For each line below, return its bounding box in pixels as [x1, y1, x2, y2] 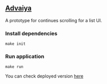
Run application [5, 53, 44, 60]
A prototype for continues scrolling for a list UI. [5, 17, 102, 23]
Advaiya [5, 4, 32, 13]
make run [5, 64, 24, 69]
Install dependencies [5, 30, 58, 37]
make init [5, 41, 26, 47]
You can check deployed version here [5, 73, 84, 79]
